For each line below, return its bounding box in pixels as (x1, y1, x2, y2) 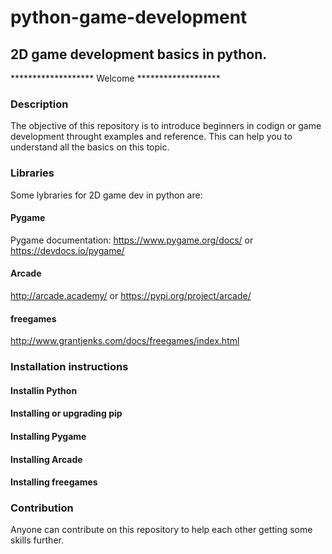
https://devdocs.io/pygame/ (10, 244, 125, 256)
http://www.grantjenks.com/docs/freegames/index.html (10, 335, 240, 347)
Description (10, 97, 69, 111)
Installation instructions (10, 360, 129, 374)
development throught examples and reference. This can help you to (10, 131, 293, 143)
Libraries (10, 166, 55, 180)
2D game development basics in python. (10, 46, 268, 63)
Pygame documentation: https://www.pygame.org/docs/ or (10, 234, 254, 246)
